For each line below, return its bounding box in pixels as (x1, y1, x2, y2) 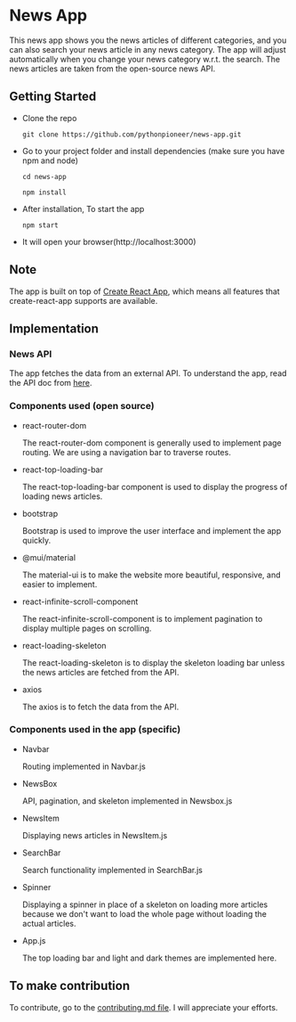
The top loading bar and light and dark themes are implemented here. (21, 953, 277, 963)
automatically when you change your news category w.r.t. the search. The (9, 53, 281, 64)
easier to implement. (21, 578, 98, 589)
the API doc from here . (9, 378, 92, 388)
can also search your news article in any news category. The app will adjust (9, 44, 286, 54)
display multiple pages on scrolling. (21, 623, 152, 634)
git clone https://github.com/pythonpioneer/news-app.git (21, 130, 242, 139)
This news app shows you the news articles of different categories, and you (9, 35, 287, 45)
